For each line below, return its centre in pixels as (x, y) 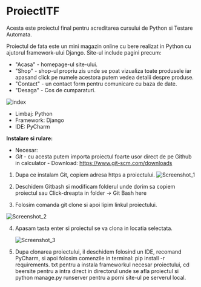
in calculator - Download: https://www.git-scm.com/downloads (94, 163)
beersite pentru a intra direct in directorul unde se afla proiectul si (97, 271)
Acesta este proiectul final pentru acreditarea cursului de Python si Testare (100, 28)
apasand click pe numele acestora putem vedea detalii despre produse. (104, 77)
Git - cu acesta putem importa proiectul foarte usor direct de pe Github (103, 157)
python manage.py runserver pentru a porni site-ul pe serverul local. (100, 277)
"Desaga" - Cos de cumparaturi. (55, 90)
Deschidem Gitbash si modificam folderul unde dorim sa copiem (95, 186)
